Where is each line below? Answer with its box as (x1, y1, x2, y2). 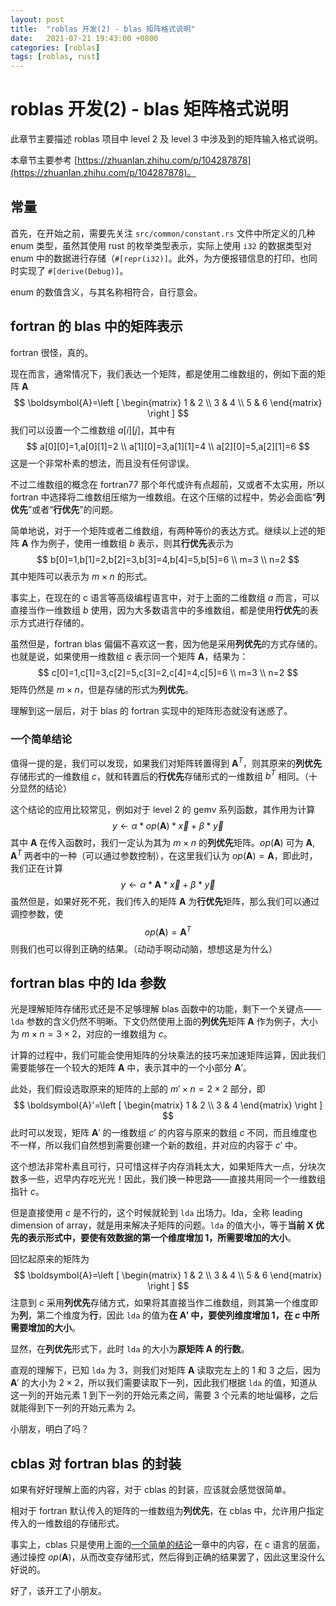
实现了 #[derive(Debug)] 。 (18, 264, 129, 276)
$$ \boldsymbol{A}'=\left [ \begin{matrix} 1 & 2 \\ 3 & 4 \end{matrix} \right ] (13, 1099, 323, 1111)
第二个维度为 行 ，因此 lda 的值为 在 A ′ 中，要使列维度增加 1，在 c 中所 (36, 1309, 320, 1321)
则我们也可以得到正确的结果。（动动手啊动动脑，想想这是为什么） (10, 942, 278, 955)
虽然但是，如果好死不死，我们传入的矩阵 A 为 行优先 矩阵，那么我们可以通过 (10, 895, 320, 907)
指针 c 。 (10, 1186, 45, 1198)
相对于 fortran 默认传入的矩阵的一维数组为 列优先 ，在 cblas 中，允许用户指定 (10, 1505, 325, 1517)
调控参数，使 (10, 907, 63, 920)
